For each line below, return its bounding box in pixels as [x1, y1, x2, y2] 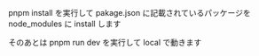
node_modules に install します [8, 18, 122, 29]
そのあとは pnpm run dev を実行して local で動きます [8, 38, 202, 47]
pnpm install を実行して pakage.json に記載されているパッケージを [8, 8, 251, 17]
